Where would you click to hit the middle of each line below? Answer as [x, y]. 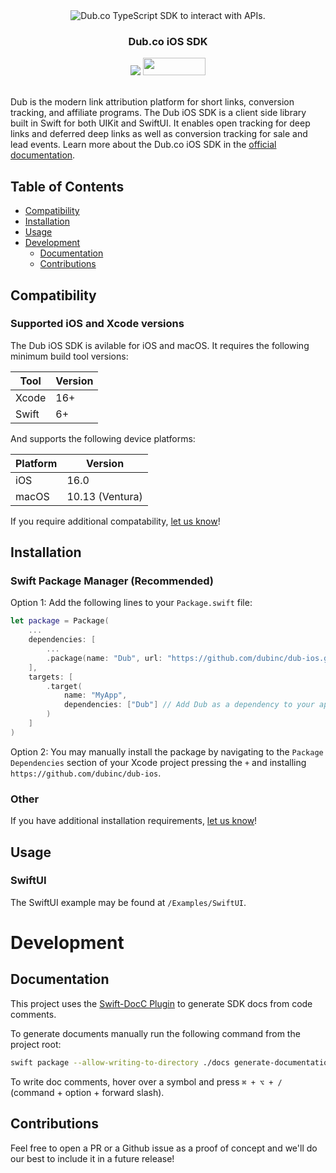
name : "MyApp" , [95, 695]
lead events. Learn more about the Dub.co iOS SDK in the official [143, 145]
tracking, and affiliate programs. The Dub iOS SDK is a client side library [158, 113]
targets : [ [51, 677]
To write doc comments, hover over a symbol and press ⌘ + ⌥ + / [146, 1081]
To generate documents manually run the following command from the [155, 1033]
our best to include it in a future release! [92, 1158]
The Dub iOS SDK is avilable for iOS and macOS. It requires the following [160, 345]
